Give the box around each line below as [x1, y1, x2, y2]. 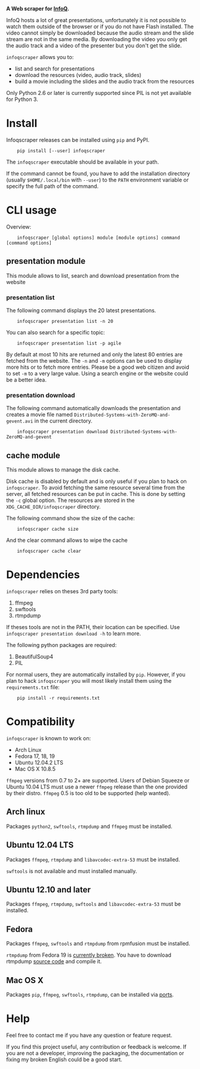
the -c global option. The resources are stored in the [6, 497, 135, 504]
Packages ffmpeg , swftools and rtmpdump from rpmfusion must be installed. [6, 940, 190, 947]
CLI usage [6, 204, 57, 217]
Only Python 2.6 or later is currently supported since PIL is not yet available [6, 90, 192, 96]
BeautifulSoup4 [14, 653, 54, 660]
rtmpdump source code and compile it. [6, 958, 102, 965]
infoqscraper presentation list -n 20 [17, 318, 113, 324]
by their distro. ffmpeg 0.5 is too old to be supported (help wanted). [6, 789, 171, 796]
